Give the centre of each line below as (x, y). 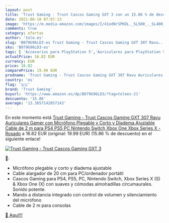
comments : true (21, 29)
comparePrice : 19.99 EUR (31, 71)
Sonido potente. (29, 189)
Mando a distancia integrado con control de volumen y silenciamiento (84, 195)
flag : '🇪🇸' (18, 84)
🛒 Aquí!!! (14, 215)
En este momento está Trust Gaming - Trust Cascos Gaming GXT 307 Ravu (83, 118)
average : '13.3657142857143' (36, 103)
